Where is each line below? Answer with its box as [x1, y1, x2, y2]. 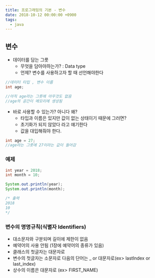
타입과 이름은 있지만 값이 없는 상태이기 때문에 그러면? [20, 115, 127, 121]
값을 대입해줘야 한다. [20, 128, 62, 134]
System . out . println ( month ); [5, 187, 65, 192]
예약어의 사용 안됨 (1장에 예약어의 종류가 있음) [12, 242, 104, 248]
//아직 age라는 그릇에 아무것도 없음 [5, 93, 72, 99]
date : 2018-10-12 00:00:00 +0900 [5, 12, 77, 17]
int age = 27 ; [5, 138, 36, 143]
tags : [5, 17, 17, 22]
